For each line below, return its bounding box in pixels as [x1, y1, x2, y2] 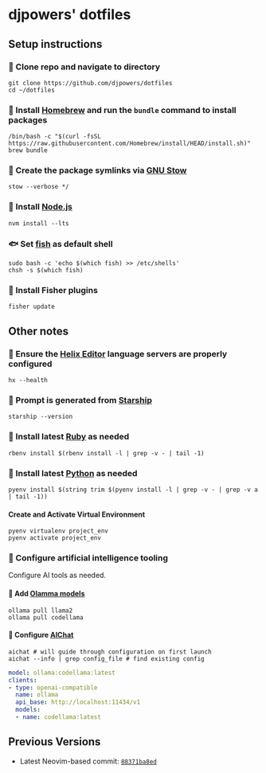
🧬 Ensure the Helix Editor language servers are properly [8, 348, 228, 359]
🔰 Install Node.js [8, 201, 73, 213]
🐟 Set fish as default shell [8, 238, 113, 249]
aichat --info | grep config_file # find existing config [8, 654, 205, 662]
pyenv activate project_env [8, 534, 102, 542]
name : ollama [15, 691, 59, 699]
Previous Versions [8, 735, 101, 749]
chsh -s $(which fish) [8, 267, 84, 275]
